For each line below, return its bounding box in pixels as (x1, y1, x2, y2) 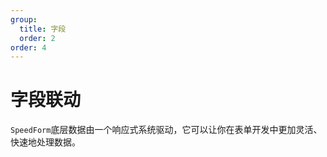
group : (10, 14, 38, 25)
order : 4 (10, 42, 47, 53)
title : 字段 (19, 24, 67, 34)
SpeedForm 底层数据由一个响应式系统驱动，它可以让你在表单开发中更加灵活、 (10, 124, 323, 136)
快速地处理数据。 (10, 136, 81, 148)
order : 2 (19, 33, 56, 43)
